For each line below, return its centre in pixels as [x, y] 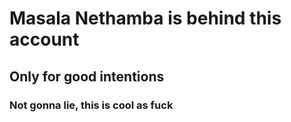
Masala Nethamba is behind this [145, 18]
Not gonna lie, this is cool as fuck [91, 105]
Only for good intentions [87, 76]
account [44, 39]
